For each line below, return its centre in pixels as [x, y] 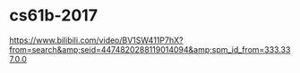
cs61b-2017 [54, 16]
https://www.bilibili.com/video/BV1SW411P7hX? [96, 40]
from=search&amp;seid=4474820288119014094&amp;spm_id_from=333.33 [150, 49]
